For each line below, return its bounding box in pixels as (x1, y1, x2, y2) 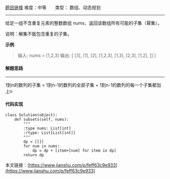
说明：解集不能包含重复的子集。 (5, 31, 72, 37)
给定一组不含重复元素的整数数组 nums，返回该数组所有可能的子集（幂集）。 (5, 20, 162, 26)
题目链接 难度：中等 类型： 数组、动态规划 (5, 5, 101, 10)
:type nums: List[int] (23, 126, 71, 131)
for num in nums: (23, 144, 60, 149)
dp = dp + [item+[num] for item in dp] (32, 148, 116, 154)
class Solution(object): (5, 112, 58, 118)
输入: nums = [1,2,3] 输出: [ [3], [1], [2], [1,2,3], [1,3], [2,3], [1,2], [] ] (17, 52, 156, 58)
